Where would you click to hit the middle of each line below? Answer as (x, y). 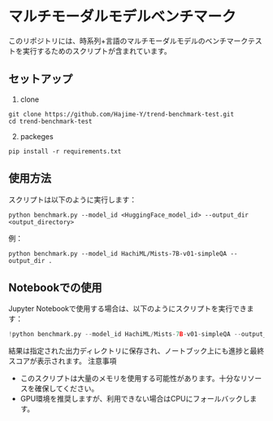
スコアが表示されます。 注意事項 (63, 361)
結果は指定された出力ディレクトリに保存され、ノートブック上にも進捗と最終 (136, 351)
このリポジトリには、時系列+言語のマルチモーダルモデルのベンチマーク (128, 41)
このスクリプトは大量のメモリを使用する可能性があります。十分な (130, 379)
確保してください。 (67, 388)
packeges (37, 136)
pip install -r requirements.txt (65, 151)
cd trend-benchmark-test (50, 121)
